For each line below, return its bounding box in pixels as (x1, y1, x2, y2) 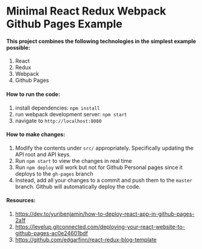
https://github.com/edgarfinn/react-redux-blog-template (15, 236, 157, 243)
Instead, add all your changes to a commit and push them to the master (15, 176, 193, 184)
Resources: (6, 197, 36, 204)
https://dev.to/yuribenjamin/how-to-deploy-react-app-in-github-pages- (15, 210, 195, 217)
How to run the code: (6, 90, 61, 98)
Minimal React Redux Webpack (6, 4, 166, 18)
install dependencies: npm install (15, 104, 100, 111)
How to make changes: (6, 131, 66, 138)
